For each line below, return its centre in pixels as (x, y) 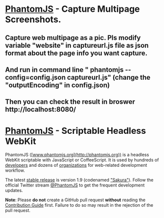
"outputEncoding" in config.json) (57, 85)
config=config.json (35, 77)
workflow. (15, 170)
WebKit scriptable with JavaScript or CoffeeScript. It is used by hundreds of (82, 160)
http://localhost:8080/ (41, 109)
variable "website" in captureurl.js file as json (77, 45)
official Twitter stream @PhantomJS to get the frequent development (75, 185)
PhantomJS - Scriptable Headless (76, 131)
